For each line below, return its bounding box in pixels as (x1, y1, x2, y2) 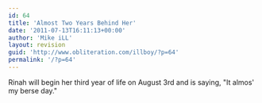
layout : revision (8, 41, 66, 49)
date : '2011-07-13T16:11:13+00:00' (8, 26, 126, 34)
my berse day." (8, 86, 58, 95)
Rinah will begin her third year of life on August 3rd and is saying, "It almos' (8, 77, 255, 87)
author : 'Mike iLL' (8, 33, 73, 42)
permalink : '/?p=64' (8, 56, 77, 64)
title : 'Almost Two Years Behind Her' (8, 19, 137, 27)
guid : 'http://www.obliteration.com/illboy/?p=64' (8, 48, 179, 56)
